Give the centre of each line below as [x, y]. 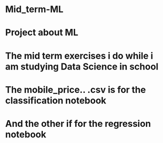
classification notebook [56, 100]
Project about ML [42, 33]
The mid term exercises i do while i [79, 56]
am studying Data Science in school [82, 66]
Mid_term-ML [34, 9]
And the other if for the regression [78, 123]
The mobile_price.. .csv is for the [76, 90]
